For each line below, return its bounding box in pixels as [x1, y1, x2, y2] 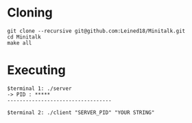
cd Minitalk [7, 33, 41, 41]
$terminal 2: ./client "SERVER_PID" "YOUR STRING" [7, 109, 155, 116]
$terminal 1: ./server [7, 85, 72, 92]
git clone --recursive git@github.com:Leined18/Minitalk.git [7, 27, 186, 34]
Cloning [7, 5, 53, 21]
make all [7, 39, 32, 46]
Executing [7, 63, 67, 78]
